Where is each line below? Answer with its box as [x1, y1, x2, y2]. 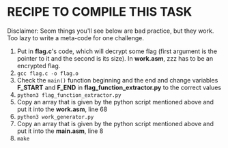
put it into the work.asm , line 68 [16, 105, 108, 113]
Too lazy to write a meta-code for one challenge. [7, 33, 145, 42]
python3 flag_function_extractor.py [16, 91, 122, 99]
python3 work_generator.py [16, 113, 94, 120]
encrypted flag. [16, 61, 61, 70]
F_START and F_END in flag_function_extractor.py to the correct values [16, 83, 222, 91]
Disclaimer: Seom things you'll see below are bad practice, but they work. [7, 27, 214, 35]
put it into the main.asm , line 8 [16, 127, 104, 135]
